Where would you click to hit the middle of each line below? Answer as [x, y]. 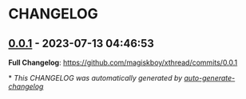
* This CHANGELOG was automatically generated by [95, 78]
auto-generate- [210, 78]
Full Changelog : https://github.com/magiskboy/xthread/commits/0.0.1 [123, 62]
